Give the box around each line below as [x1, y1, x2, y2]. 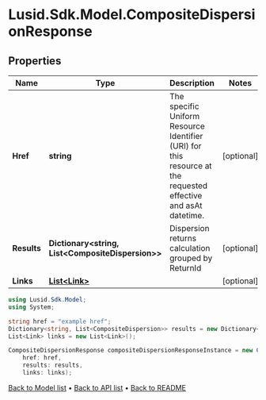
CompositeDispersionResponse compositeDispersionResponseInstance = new [8, 347, 253, 355]
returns [169, 233, 196, 244]
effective [169, 190, 203, 201]
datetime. [169, 210, 204, 221]
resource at [169, 160, 212, 171]
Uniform [169, 111, 200, 121]
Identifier [169, 131, 203, 141]
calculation [169, 243, 211, 253]
